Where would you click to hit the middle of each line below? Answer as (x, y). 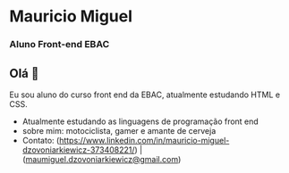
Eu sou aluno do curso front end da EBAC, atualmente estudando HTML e (144, 95)
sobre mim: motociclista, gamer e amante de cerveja (119, 130)
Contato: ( (41, 140)
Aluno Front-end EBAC (59, 45)
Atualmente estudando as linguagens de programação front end (140, 121)
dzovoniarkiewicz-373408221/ (78, 150)
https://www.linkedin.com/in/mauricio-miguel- (144, 140)
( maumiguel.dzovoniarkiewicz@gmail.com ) (102, 159)
